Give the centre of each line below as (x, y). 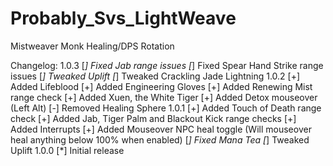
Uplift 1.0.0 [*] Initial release (67, 150)
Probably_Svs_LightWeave (123, 18)
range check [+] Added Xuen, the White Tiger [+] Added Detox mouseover (164, 97)
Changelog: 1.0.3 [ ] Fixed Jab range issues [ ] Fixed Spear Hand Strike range (167, 65)
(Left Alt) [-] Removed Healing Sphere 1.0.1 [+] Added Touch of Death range (166, 108)
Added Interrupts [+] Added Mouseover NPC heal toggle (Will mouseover (161, 129)
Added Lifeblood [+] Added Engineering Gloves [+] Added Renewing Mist (161, 86)
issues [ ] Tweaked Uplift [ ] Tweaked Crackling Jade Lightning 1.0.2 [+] (155, 76)
